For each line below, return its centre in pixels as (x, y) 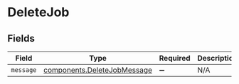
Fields (21, 38)
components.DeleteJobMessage (98, 70)
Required (175, 58)
